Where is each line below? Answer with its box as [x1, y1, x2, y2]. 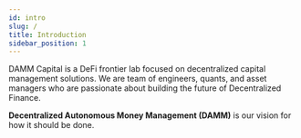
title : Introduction [8, 30, 88, 39]
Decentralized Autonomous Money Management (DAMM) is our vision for [8, 110, 292, 121]
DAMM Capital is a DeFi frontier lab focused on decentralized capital [8, 64, 266, 74]
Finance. [8, 93, 42, 103]
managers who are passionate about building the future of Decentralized [8, 83, 282, 94]
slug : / [8, 22, 38, 31]
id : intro [8, 13, 47, 23]
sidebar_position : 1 [8, 38, 88, 48]
